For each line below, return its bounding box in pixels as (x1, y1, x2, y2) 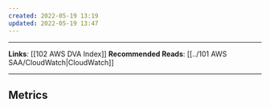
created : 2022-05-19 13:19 (8, 11, 99, 20)
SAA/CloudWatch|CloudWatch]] (8, 57, 114, 67)
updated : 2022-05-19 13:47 (8, 19, 99, 27)
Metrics (8, 88, 48, 101)
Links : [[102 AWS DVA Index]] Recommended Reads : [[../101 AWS (8, 49, 227, 59)
